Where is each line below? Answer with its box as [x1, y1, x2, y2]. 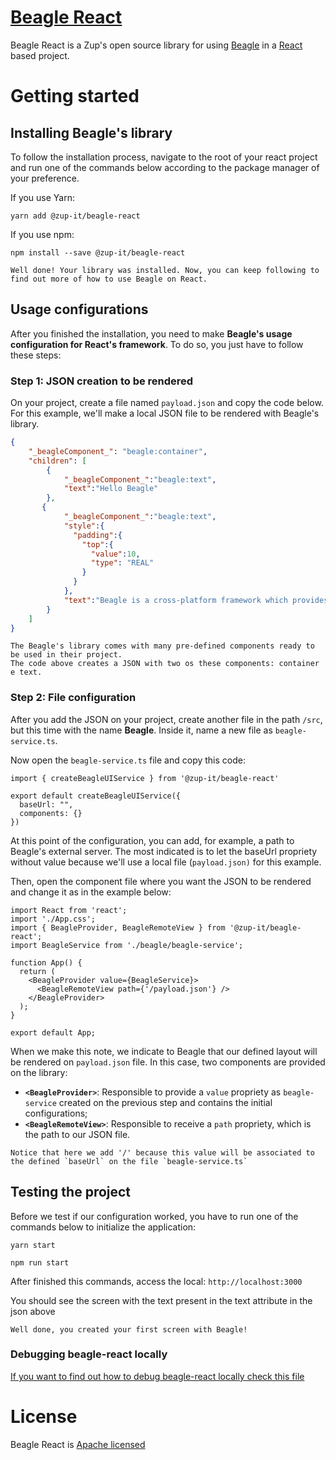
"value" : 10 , [90, 549, 141, 559]
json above [10, 1305, 56, 1317]
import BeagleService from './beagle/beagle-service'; [10, 940, 244, 950]
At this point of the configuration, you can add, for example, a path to [10, 834, 295, 846]
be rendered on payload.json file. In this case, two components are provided [10, 1056, 326, 1068]
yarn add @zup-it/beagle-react [10, 211, 141, 221]
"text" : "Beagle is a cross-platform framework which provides [63, 595, 329, 605]
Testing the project [10, 1184, 132, 1201]
